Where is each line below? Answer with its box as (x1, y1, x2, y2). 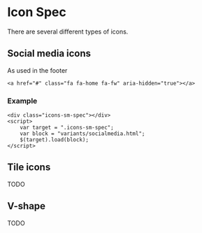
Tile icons (7, 162, 51, 174)
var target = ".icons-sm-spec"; (20, 124, 114, 132)
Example (7, 96, 38, 106)
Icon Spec (7, 4, 66, 20)
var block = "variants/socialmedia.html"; (20, 130, 145, 137)
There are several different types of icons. (7, 27, 129, 36)
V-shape (7, 200, 46, 212)
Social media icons (7, 48, 92, 59)
